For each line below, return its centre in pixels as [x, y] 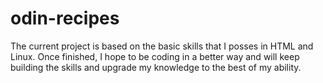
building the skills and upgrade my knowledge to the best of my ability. [156, 67]
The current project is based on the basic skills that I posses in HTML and [162, 46]
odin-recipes [65, 18]
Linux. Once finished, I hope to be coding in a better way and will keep [155, 56]
